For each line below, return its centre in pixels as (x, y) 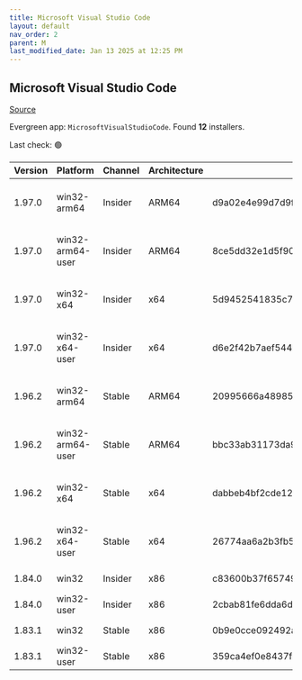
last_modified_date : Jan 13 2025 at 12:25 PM (96, 51)
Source (22, 109)
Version (31, 170)
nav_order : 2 (34, 34)
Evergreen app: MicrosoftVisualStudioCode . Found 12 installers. (127, 126)
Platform (75, 170)
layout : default (40, 26)
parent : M (28, 43)
